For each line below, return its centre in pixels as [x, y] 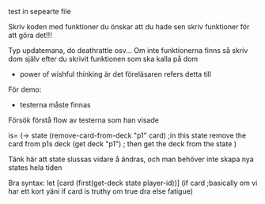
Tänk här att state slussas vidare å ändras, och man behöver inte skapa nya [131, 159]
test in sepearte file [40, 11]
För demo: [25, 89]
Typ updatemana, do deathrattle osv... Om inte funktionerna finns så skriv [128, 50]
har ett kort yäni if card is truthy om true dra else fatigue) [101, 191]
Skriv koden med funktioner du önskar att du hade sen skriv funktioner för [129, 26]
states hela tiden [35, 168]
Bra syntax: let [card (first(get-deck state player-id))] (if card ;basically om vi [133, 183]
